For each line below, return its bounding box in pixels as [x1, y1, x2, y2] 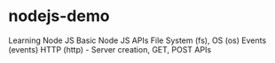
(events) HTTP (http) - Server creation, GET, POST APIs [8, 44, 212, 54]
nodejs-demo [8, 6, 110, 26]
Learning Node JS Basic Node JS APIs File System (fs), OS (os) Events [8, 35, 267, 45]
